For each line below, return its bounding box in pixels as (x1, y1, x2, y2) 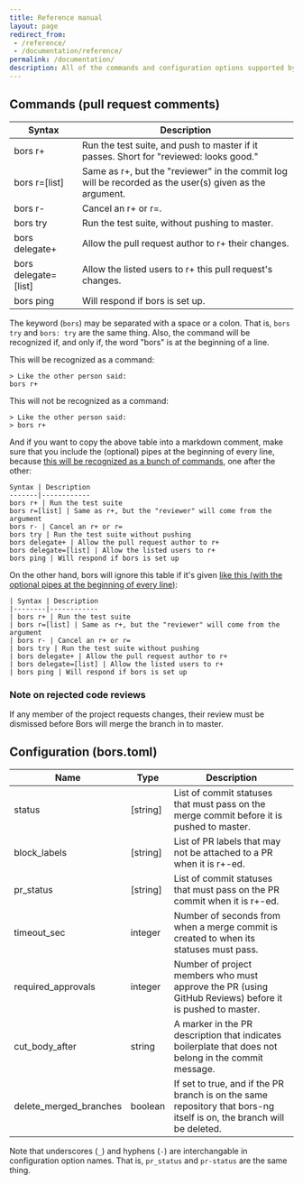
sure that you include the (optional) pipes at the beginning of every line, (9, 445, 275, 456)
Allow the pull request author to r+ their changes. (82, 236, 289, 249)
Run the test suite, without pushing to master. (82, 216, 274, 229)
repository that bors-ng (173, 1099, 275, 1112)
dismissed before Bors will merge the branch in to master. (9, 718, 224, 729)
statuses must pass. (173, 943, 259, 956)
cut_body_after (14, 1040, 77, 1052)
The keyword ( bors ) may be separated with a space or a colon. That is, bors (9, 317, 290, 328)
